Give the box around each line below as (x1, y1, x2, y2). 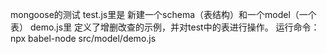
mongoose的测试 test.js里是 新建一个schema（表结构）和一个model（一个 (10, 9, 317, 20)
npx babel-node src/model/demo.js (10, 33, 157, 44)
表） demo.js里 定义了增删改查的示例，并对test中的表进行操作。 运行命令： (10, 21, 320, 33)
